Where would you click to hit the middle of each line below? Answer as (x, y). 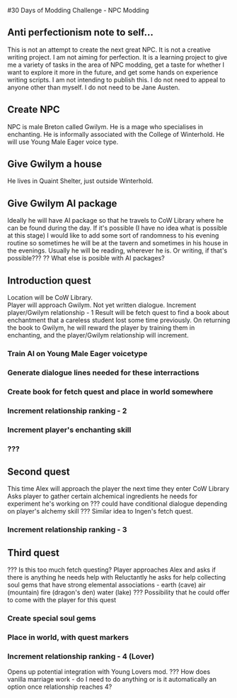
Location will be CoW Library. (50, 298)
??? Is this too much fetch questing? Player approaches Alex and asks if (112, 570)
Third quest (34, 553)
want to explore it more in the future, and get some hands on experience (113, 72)
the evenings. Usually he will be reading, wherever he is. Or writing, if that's (117, 250)
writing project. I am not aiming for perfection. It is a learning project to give (117, 57)
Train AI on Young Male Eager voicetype (77, 353)
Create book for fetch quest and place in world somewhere (110, 392)
